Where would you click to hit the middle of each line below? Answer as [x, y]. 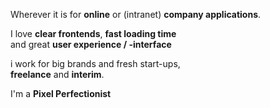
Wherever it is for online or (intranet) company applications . [136, 14]
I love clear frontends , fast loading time [93, 33]
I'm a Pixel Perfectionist [61, 93]
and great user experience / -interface [91, 44]
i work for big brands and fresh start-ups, [95, 63]
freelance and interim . [57, 74]
